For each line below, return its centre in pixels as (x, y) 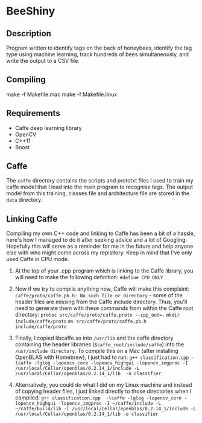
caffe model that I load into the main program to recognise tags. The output (100, 187)
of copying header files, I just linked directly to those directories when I (103, 392)
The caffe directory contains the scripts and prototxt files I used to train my (100, 181)
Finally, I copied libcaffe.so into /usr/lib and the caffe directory (94, 338)
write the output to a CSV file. (43, 61)
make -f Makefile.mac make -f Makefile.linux (62, 94)
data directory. (24, 200)
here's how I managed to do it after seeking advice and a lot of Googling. (97, 240)
